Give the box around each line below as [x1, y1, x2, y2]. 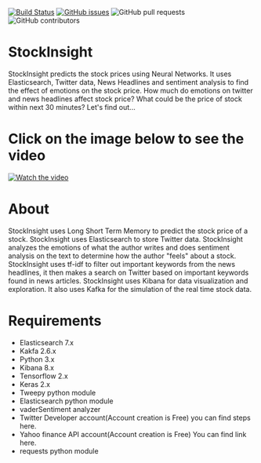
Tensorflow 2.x [19, 371, 68, 381]
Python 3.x [19, 354, 55, 364]
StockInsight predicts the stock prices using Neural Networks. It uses [8, 69, 232, 78]
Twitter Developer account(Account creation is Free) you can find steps [19, 413, 251, 422]
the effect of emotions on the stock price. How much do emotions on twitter [8, 86, 253, 95]
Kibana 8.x [19, 363, 55, 372]
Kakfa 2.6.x [19, 346, 56, 355]
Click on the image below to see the [8, 130, 245, 148]
